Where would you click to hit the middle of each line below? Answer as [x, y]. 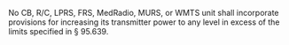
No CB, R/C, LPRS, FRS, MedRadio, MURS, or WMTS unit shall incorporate [144, 13]
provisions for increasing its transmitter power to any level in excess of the [144, 22]
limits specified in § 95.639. [59, 31]
